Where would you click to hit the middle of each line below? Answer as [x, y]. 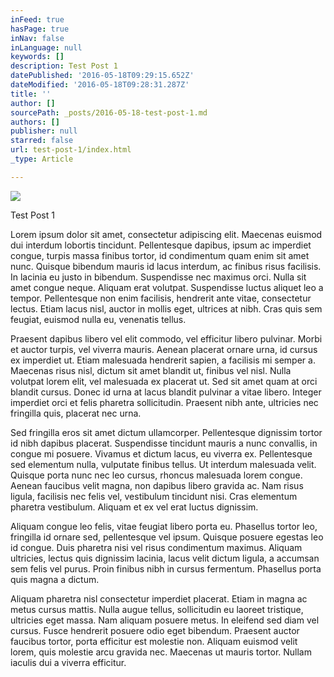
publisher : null [44, 131]
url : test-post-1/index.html [71, 150]
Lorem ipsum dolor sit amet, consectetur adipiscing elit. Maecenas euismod [166, 234]
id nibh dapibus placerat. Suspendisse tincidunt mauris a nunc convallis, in [164, 443]
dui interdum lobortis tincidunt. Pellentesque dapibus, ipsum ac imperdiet [161, 245]
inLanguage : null [46, 47]
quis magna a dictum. [55, 579]
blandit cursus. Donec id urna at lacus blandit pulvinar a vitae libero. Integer [166, 392]
